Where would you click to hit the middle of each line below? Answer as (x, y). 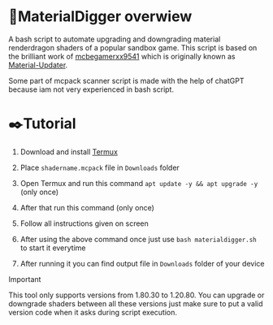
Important (25, 279)
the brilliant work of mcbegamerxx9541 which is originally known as (122, 56)
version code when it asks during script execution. (93, 312)
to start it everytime (53, 248)
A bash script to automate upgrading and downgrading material (115, 39)
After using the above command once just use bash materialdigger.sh (139, 239)
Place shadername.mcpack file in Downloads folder (100, 167)
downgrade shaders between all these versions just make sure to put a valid (136, 303)
